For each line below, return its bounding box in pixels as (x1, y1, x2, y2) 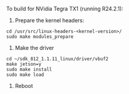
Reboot (14, 83, 33, 89)
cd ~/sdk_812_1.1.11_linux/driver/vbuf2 (6, 56, 109, 62)
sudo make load (6, 72, 44, 78)
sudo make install (6, 66, 52, 72)
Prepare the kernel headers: (14, 17, 85, 23)
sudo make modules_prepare (6, 34, 74, 40)
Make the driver (14, 45, 55, 51)
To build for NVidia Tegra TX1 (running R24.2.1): (6, 5, 124, 12)
